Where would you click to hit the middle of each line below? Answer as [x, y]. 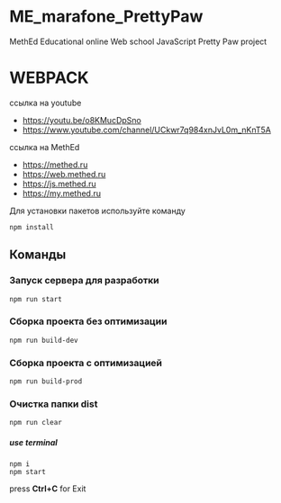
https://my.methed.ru [62, 193]
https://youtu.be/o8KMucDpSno [82, 120]
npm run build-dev [44, 340]
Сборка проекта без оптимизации [88, 321]
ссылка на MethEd [45, 147]
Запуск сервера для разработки [84, 281]
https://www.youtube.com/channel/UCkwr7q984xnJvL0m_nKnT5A [147, 130]
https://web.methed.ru [64, 174]
